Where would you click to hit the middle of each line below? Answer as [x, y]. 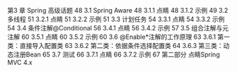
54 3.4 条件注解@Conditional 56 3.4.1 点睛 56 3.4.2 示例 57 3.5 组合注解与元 [118, 28]
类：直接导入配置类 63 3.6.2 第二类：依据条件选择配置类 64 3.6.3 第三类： [115, 46]
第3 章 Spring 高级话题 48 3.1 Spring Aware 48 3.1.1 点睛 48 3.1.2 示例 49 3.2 [118, 10]
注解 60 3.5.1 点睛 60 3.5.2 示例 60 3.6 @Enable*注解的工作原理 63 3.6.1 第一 [119, 37]
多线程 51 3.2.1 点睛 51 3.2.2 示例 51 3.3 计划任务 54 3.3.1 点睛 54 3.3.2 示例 [116, 19]
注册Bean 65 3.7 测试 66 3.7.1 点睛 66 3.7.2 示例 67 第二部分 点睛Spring [117, 54]
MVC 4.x [20, 62]
